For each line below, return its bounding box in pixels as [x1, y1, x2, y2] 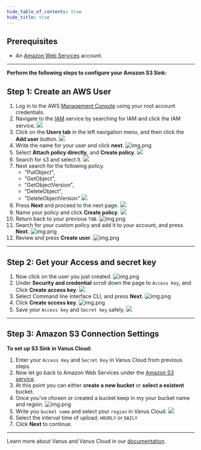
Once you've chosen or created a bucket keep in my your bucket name [15, 394, 190, 401]
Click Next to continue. [15, 420, 72, 427]
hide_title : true [7, 14, 50, 20]
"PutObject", [24, 169, 55, 176]
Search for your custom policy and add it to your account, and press [15, 222, 184, 229]
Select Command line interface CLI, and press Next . [15, 293, 144, 300]
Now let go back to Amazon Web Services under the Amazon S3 [15, 369, 174, 376]
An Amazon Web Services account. [15, 52, 103, 60]
